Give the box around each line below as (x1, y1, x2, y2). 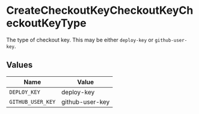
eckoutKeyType (6, 16, 87, 30)
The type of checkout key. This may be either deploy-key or (6, 36, 154, 43)
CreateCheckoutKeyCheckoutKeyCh (6, 4, 194, 17)
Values (6, 60, 33, 70)
